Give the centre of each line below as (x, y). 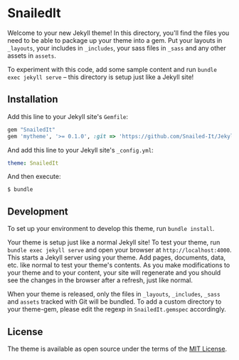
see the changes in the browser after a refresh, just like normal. (100, 280)
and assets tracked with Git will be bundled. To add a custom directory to (115, 302)
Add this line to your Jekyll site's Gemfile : (68, 116)
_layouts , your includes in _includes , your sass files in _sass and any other (117, 48)
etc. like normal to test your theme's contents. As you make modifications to (119, 265)
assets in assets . (32, 56)
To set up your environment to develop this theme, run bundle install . (111, 229)
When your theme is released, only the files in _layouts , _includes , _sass (114, 294)
